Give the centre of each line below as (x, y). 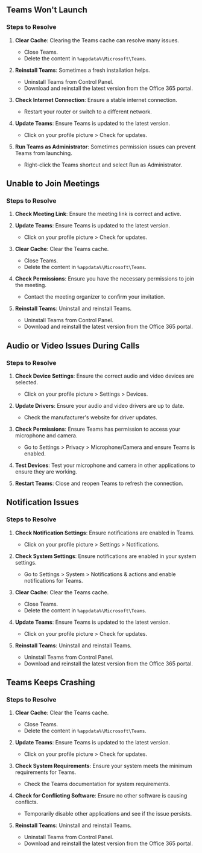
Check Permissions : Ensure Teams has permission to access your (98, 429)
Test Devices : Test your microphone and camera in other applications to (105, 465)
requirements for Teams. (46, 772)
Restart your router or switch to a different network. (88, 112)
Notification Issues (43, 502)
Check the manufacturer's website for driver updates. (91, 417)
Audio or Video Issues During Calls (73, 345)
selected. (27, 382)
